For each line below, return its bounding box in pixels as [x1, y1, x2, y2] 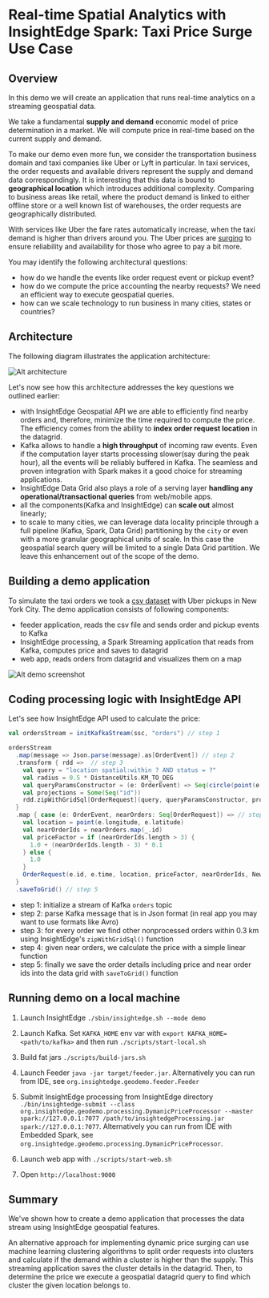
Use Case [8, 40, 74, 58]
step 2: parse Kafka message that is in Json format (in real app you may [19, 908, 258, 918]
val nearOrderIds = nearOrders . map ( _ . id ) [22, 826, 163, 834]
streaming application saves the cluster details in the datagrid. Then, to [8, 1264, 243, 1273]
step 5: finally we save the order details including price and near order [19, 960, 251, 969]
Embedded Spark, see [19, 1130, 94, 1139]
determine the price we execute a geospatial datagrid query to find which [8, 1272, 251, 1282]
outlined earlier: [8, 390, 60, 400]
